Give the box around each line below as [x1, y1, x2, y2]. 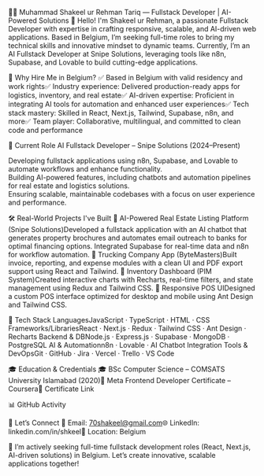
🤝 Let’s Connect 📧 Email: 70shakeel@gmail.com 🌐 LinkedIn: [8, 418, 199, 427]
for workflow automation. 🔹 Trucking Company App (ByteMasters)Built [8, 250, 238, 259]
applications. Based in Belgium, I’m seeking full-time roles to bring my [8, 32, 235, 42]
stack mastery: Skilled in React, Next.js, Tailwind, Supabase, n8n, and [8, 109, 234, 117]
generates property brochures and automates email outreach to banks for [8, 233, 247, 242]
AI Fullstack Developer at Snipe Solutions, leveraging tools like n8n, [8, 50, 227, 58]
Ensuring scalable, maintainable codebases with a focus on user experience [8, 190, 255, 198]
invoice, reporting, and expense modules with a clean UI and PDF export [8, 258, 244, 268]
